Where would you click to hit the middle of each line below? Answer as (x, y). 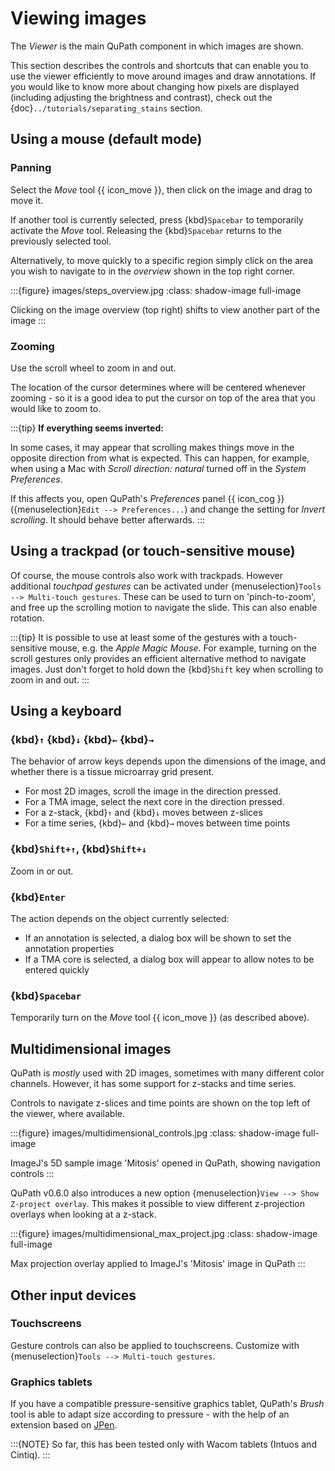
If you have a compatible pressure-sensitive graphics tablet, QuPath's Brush (167, 1404)
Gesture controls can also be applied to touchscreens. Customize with (155, 1345)
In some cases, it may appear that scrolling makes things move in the (152, 447)
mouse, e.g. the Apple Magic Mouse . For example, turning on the (183, 648)
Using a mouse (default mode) (106, 139)
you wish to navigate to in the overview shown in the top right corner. (153, 271)
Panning (31, 168)
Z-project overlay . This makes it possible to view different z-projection (158, 1204)
